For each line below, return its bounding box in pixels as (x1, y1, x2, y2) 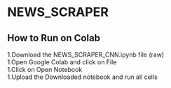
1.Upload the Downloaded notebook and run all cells (7, 73, 158, 81)
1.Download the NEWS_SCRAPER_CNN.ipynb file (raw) (7, 50, 165, 59)
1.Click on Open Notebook (7, 66, 83, 73)
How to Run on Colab (7, 32, 100, 44)
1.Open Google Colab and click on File (7, 58, 117, 66)
